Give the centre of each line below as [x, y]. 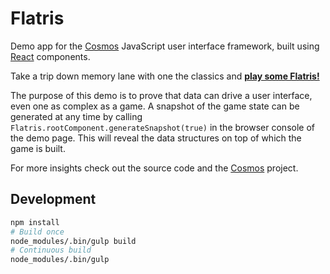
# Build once [37, 232]
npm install [35, 222]
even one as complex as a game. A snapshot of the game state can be [155, 106]
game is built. [38, 148]
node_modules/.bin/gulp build [73, 241]
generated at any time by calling [76, 116]
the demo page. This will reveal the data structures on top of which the [156, 138]
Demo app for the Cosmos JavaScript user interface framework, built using [165, 46]
